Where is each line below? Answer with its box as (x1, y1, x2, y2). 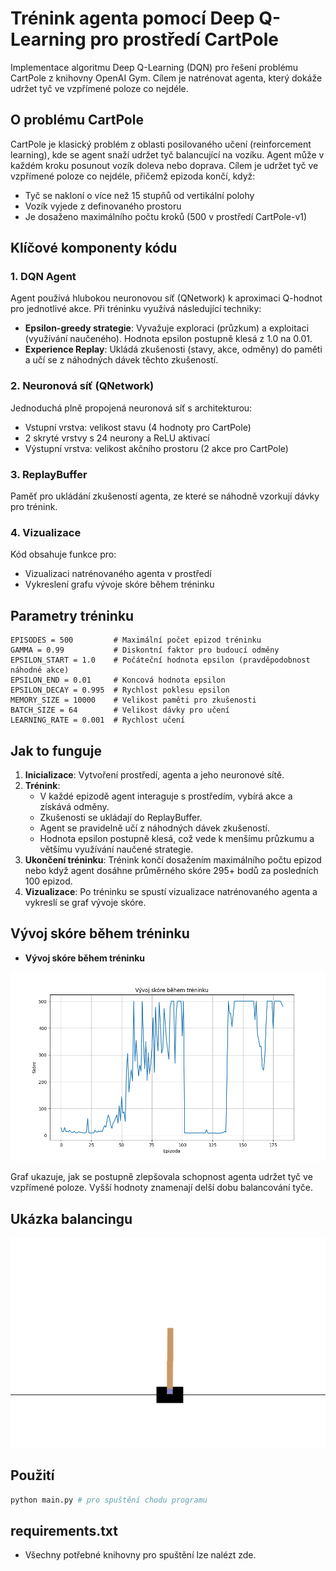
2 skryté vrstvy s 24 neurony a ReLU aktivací (24, 432, 210, 444)
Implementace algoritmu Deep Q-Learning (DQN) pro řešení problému (10, 61, 299, 73)
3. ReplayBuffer (10, 467, 88, 481)
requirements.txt (10, 1523, 119, 1540)
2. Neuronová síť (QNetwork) (10, 379, 155, 393)
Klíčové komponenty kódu (10, 240, 178, 257)
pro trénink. (10, 501, 58, 513)
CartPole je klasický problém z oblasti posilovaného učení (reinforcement (10, 138, 312, 150)
